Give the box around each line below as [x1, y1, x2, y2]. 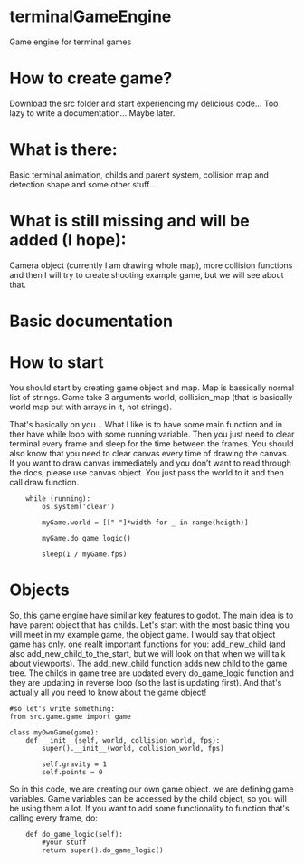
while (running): [25, 494, 91, 504]
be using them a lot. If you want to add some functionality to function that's [9, 802, 290, 813]
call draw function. [9, 476, 80, 487]
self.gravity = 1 [42, 759, 107, 769]
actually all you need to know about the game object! [9, 686, 206, 697]
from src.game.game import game [9, 712, 131, 721]
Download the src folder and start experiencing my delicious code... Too [9, 98, 279, 109]
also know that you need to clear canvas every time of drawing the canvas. [9, 447, 290, 458]
